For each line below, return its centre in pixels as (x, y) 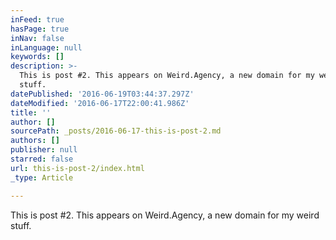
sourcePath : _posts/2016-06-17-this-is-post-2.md (116, 131)
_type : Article (42, 177)
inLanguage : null (46, 47)
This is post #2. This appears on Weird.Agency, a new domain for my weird (165, 215)
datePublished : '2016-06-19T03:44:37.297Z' (102, 94)
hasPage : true (40, 29)
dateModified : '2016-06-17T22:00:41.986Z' (100, 103)
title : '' (31, 112)
